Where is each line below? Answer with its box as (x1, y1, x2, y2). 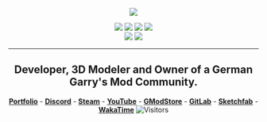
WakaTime (98, 105, 135, 114)
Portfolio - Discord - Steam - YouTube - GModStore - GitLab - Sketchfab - (9, 96, 258, 106)
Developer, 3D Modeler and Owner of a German (14, 63, 253, 77)
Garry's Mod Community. (68, 75, 199, 89)
